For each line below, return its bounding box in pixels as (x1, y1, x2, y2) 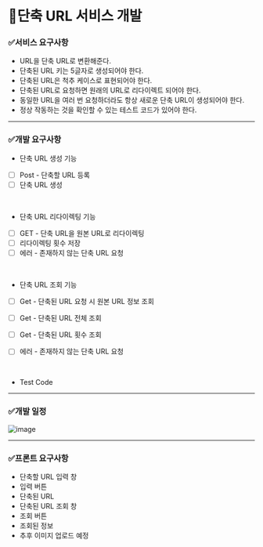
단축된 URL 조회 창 (19, 501, 77, 510)
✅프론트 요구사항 (8, 452, 69, 463)
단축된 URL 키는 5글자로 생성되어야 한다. (19, 66, 144, 75)
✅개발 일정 (8, 406, 47, 417)
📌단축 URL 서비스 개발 (8, 7, 142, 25)
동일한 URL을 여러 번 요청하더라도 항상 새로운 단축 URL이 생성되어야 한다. (19, 96, 245, 105)
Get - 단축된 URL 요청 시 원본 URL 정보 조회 (19, 297, 155, 306)
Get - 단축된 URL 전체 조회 (19, 313, 102, 323)
